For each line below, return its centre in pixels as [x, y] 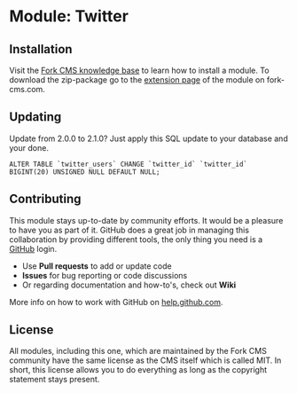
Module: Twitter [69, 16]
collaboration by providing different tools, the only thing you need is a [136, 239]
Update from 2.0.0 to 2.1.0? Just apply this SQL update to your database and [148, 138]
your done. [29, 147]
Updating [35, 117]
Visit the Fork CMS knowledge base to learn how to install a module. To [139, 70]
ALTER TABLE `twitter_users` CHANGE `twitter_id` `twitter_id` [129, 164]
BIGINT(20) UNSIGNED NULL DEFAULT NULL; [85, 172]
